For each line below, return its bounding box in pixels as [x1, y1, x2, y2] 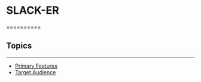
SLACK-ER [6, 4, 60, 17]
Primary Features [14, 62, 58, 69]
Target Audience [14, 68, 56, 75]
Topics [6, 41, 32, 51]
